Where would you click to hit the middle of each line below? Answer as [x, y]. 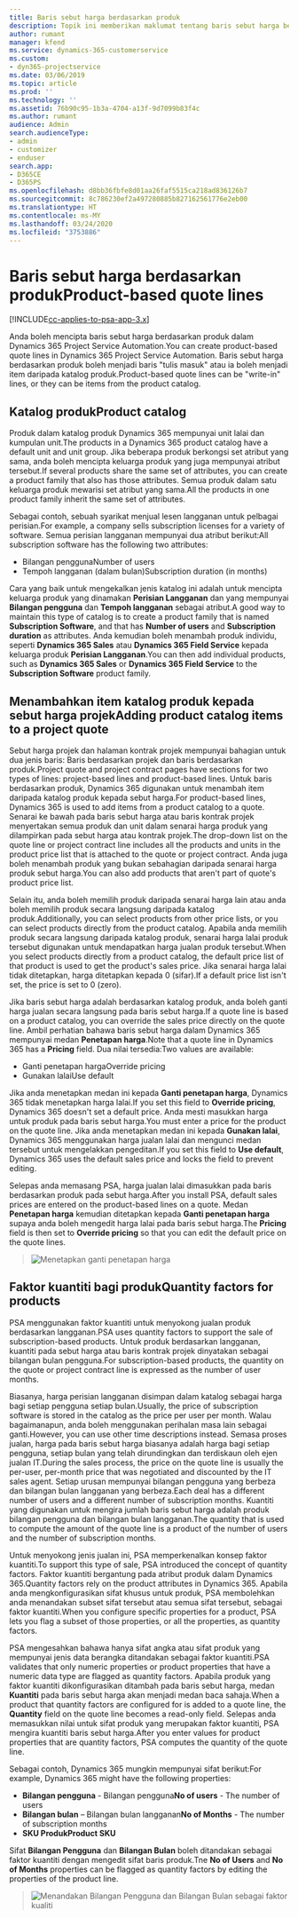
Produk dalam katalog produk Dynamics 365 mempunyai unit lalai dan [137, 433]
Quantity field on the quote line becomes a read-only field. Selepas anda [143, 1714]
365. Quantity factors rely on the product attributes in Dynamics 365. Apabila [149, 1583]
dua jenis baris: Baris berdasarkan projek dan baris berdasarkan [126, 759]
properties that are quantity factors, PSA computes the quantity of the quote [149, 1742]
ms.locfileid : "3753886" [55, 232]
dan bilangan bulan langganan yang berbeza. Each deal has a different [137, 1490]
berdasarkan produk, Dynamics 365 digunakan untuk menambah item [137, 788]
